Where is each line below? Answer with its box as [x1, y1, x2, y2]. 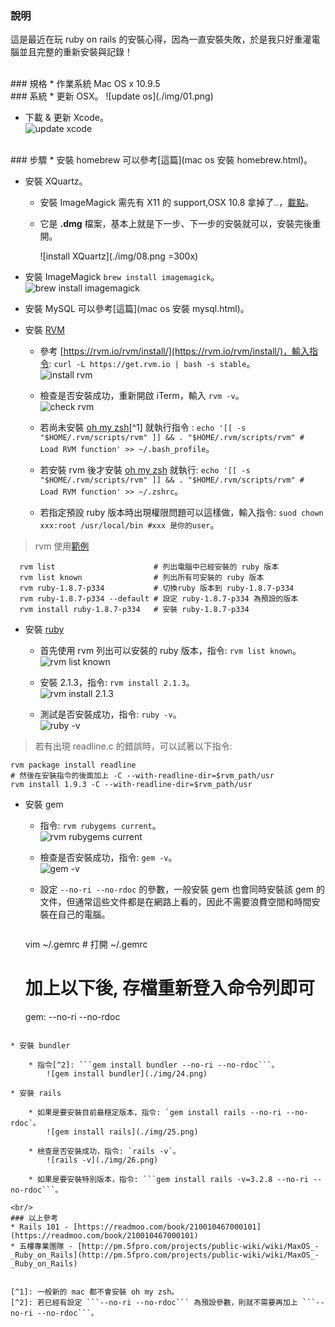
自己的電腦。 [57, 908, 111, 921]
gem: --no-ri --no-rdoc [24, 1011, 121, 1023]
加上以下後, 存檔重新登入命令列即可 [24, 977, 315, 1000]
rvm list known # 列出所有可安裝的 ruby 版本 [19, 573, 265, 583]
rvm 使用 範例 [34, 540, 90, 552]
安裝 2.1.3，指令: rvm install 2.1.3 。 [39, 677, 195, 689]
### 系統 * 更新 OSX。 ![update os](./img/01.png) [10, 90, 214, 102]
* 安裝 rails [10, 1088, 62, 1099]
